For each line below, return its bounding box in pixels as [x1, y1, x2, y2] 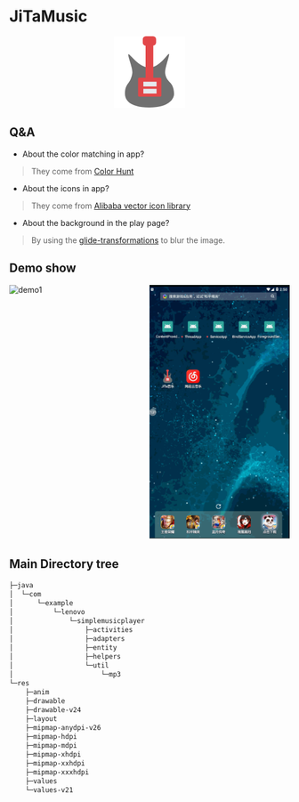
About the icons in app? [21, 182, 109, 193]
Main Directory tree [9, 556, 119, 571]
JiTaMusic [9, 6, 88, 27]
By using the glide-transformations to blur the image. [30, 234, 225, 246]
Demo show [9, 261, 77, 276]
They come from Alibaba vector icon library [30, 200, 191, 211]
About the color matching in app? [21, 149, 145, 159]
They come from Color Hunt [30, 166, 134, 176]
